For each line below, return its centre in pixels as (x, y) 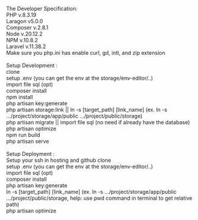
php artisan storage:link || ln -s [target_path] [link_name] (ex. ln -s (87, 110)
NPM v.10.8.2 (22, 40)
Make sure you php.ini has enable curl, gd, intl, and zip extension (86, 53)
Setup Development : (32, 65)
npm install (20, 97)
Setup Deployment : (30, 154)
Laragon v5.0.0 (25, 21)
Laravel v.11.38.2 (26, 46)
